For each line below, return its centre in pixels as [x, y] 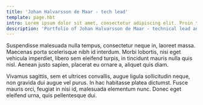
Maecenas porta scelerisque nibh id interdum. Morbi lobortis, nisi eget [94, 52]
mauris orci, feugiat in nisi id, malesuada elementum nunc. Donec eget [94, 89]
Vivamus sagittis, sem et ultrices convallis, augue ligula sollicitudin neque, [98, 76]
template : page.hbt [31, 17]
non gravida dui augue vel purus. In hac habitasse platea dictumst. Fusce [97, 83]
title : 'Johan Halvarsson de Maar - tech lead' [67, 12]
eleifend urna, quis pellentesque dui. [52, 95]
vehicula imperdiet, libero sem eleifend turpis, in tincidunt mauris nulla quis [99, 58]
